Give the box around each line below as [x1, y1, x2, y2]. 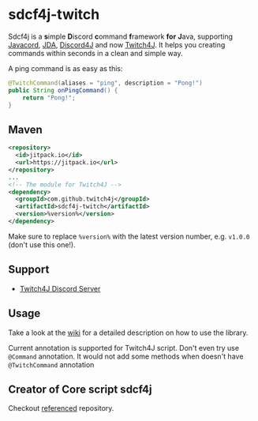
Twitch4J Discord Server [19, 284, 101, 293]
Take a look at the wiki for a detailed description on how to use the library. [8, 328, 249, 337]
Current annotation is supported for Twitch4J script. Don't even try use [8, 343, 239, 352]
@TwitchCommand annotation [8, 359, 95, 369]
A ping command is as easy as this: [8, 63, 124, 73]
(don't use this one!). [8, 239, 77, 250]
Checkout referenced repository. [8, 404, 114, 413]
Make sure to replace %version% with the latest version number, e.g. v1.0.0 [8, 231, 250, 241]
